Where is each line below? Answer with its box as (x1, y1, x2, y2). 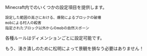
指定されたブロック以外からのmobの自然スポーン (5, 26, 89, 31)
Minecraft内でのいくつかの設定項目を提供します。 (5, 4, 107, 10)
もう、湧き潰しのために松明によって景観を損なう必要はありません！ (5, 46, 144, 51)
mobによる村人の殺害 (5, 20, 42, 25)
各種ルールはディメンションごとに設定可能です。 (5, 35, 105, 41)
